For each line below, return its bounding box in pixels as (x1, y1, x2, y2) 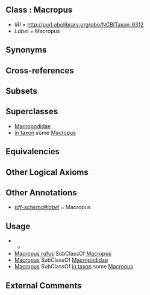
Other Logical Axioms (5, 167, 89, 177)
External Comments (5, 280, 82, 291)
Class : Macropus (5, 5, 73, 15)
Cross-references (5, 65, 75, 76)
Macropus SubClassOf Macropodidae (14, 256, 108, 264)
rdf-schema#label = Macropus (14, 204, 91, 211)
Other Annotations (5, 187, 77, 198)
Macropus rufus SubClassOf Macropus (14, 250, 112, 258)
